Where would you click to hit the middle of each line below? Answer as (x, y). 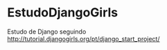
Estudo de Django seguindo (47, 32)
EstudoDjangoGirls (63, 13)
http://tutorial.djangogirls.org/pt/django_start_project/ (83, 38)
